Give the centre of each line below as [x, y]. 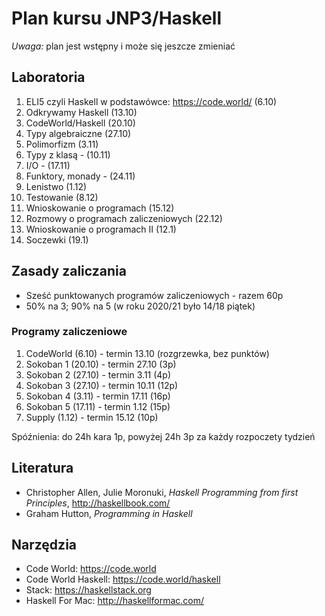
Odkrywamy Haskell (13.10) [81, 112]
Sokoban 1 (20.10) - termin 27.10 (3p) [101, 364]
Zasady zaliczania [69, 271]
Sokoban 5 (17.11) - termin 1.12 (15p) [98, 406]
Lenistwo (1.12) [56, 186]
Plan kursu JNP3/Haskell [116, 18]
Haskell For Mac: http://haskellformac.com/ [114, 601]
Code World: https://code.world [91, 569]
